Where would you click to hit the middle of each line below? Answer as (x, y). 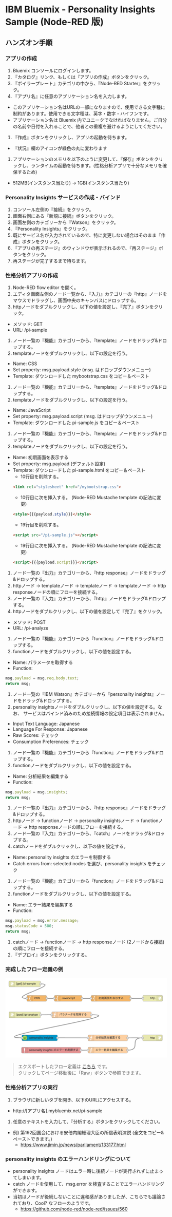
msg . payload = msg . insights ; (36, 792)
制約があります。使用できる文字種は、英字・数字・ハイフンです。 (82, 113)
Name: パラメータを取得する (43, 662)
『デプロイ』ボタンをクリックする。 (51, 955)
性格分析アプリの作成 (32, 276)
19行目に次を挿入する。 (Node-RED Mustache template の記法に (89, 546)
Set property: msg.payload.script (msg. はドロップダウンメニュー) (83, 416)
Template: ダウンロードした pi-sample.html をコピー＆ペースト (79, 470)
